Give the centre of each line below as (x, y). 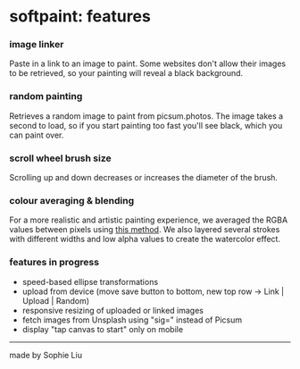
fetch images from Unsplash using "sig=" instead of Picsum (132, 320)
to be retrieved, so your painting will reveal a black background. (126, 73)
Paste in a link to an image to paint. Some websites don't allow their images (148, 63)
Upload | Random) (56, 300)
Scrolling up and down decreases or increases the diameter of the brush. (144, 178)
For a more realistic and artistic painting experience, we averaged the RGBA (149, 220)
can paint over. (37, 135)
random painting (46, 96)
